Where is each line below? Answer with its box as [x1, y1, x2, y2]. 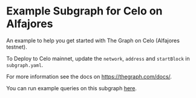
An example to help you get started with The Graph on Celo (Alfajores [6, 37, 180, 44]
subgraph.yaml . [6, 61, 44, 69]
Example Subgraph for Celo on [6, 4, 163, 18]
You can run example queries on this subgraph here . [6, 84, 137, 91]
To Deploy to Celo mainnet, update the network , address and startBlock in [6, 55, 190, 62]
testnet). [6, 43, 27, 51]
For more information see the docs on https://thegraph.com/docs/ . [6, 73, 172, 80]
